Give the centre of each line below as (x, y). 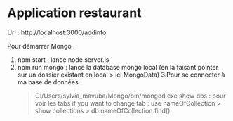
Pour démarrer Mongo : (41, 46)
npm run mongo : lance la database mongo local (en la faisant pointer (118, 67)
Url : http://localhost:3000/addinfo (57, 32)
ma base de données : (49, 82)
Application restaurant (74, 13)
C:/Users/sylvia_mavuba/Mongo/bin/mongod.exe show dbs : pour (130, 96)
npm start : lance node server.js (63, 59)
